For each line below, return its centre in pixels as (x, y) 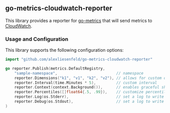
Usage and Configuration (37, 39)
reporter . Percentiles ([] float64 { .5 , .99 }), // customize (79, 92)
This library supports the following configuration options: (65, 50)
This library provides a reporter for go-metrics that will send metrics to (79, 20)
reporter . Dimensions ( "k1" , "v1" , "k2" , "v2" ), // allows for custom (88, 78)
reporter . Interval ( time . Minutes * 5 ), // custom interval (86, 83)
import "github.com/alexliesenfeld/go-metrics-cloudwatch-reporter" (79, 60)
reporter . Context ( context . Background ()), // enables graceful (87, 87)
